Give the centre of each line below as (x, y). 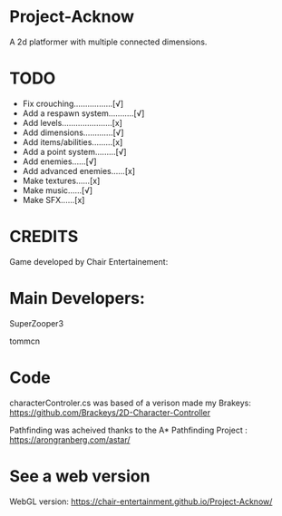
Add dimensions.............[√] (73, 132)
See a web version (80, 476)
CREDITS (44, 237)
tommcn (25, 341)
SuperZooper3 (37, 323)
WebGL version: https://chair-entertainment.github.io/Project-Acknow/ (141, 501)
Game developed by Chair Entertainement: (89, 261)
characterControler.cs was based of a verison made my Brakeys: (130, 403)
